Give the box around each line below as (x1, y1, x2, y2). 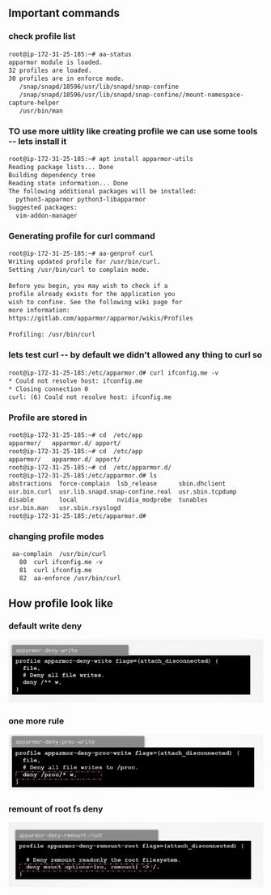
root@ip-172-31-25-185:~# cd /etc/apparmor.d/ (8, 463, 172, 472)
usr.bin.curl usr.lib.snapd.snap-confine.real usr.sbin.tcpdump (8, 487, 237, 496)
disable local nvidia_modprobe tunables (8, 495, 208, 504)
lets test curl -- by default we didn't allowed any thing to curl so (8, 350, 263, 361)
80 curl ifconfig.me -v (19, 558, 104, 566)
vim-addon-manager (15, 211, 78, 219)
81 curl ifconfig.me (19, 566, 92, 575)
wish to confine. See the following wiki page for (8, 299, 183, 307)
